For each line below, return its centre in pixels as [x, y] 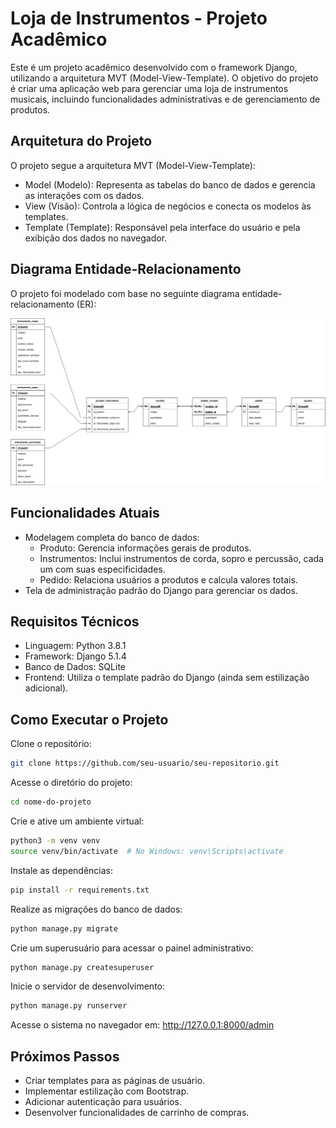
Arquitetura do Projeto [81, 141]
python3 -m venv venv [55, 841]
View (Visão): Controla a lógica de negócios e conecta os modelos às [168, 206]
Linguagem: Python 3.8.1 [75, 646]
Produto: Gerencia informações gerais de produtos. [145, 548]
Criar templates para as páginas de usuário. [115, 1081]
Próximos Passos [65, 1056]
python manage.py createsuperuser [82, 967]
